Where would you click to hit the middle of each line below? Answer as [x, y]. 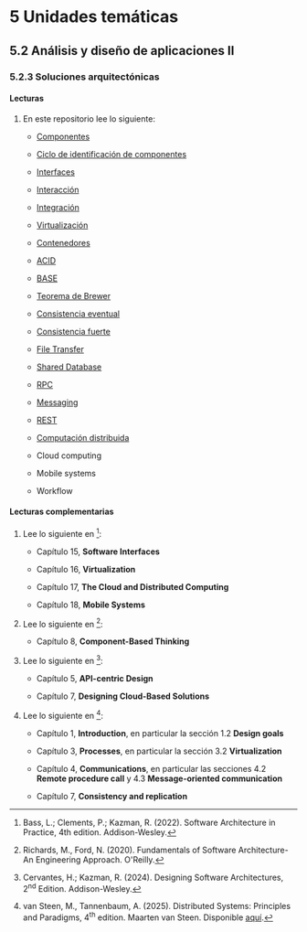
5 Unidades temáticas [94, 17]
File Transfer [60, 348]
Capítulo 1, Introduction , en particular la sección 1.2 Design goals [160, 733]
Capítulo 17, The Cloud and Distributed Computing [132, 586]
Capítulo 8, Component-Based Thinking [113, 641]
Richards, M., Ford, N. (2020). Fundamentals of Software [129, 850]
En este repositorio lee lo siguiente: [89, 118]
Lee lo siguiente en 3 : [63, 660]
